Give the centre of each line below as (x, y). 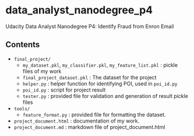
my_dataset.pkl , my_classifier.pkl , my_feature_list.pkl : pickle (100, 65)
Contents (23, 45)
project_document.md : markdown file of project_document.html (89, 127)
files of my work (42, 71)
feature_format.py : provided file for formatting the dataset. (94, 114)
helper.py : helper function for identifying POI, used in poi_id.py (100, 83)
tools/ (22, 109)
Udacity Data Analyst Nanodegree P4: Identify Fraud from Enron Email (90, 26)
